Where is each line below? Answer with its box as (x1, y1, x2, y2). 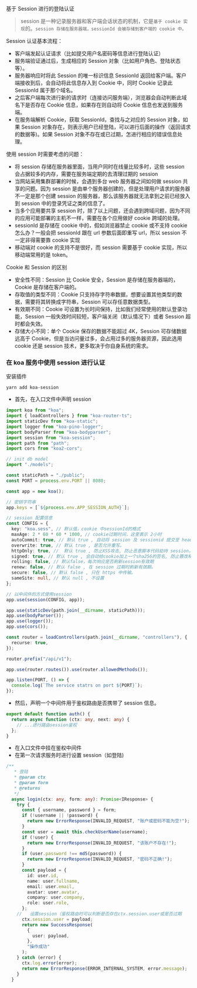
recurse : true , (11, 639, 49, 645)
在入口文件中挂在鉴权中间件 (14, 744, 82, 751)
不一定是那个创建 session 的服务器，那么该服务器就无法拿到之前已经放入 (14, 193, 191, 199)
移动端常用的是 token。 (14, 252, 72, 258)
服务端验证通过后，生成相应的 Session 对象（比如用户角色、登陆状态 (14, 58, 181, 64)
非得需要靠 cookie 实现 (25, 237, 80, 243)
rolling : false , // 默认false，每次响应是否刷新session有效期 (11, 559, 154, 565)
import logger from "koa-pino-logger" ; (6, 424, 104, 430)
